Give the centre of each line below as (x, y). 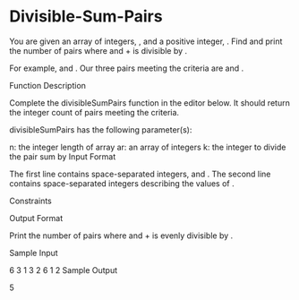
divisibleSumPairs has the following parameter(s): (101, 129)
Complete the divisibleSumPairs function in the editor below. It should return (150, 103)
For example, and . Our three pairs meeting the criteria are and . (127, 68)
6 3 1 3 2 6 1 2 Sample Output (64, 270)
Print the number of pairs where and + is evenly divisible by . (121, 236)
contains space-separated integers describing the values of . (122, 183)
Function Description (48, 85)
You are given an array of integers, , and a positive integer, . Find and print (146, 41)
